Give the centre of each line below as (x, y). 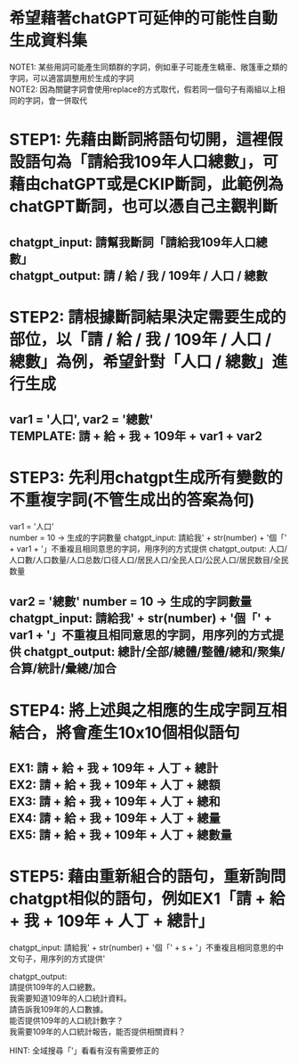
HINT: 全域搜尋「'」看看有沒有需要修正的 (85, 1050)
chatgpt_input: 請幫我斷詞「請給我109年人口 (133, 242)
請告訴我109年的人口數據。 (59, 1009)
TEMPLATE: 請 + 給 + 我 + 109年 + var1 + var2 (136, 436)
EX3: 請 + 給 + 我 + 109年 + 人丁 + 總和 (115, 802)
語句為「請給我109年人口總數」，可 (152, 162)
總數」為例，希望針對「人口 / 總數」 (141, 361)
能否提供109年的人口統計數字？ (67, 1020)
